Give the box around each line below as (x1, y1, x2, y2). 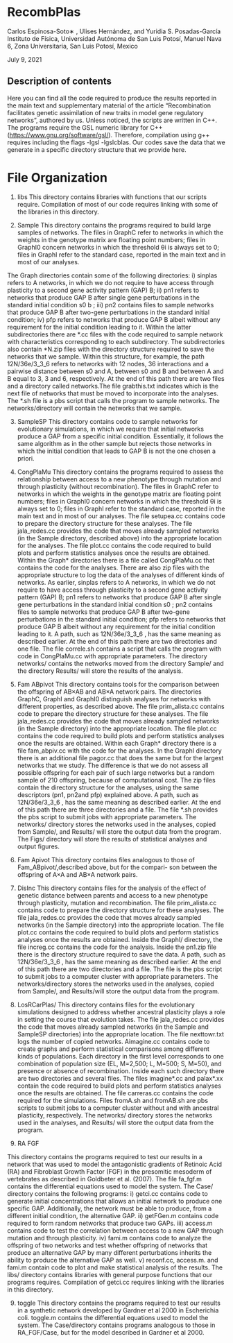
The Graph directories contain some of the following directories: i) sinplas (7, 271, 218, 280)
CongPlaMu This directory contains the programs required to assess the (17, 468, 224, 476)
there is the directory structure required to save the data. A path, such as (17, 950, 226, 958)
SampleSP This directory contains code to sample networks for (17, 417, 198, 425)
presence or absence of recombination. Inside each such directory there (17, 1066, 225, 1075)
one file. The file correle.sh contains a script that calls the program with (17, 644, 222, 653)
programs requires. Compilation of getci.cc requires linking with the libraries (7, 1278, 225, 1286)
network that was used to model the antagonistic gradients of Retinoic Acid (7, 1160, 223, 1168)
